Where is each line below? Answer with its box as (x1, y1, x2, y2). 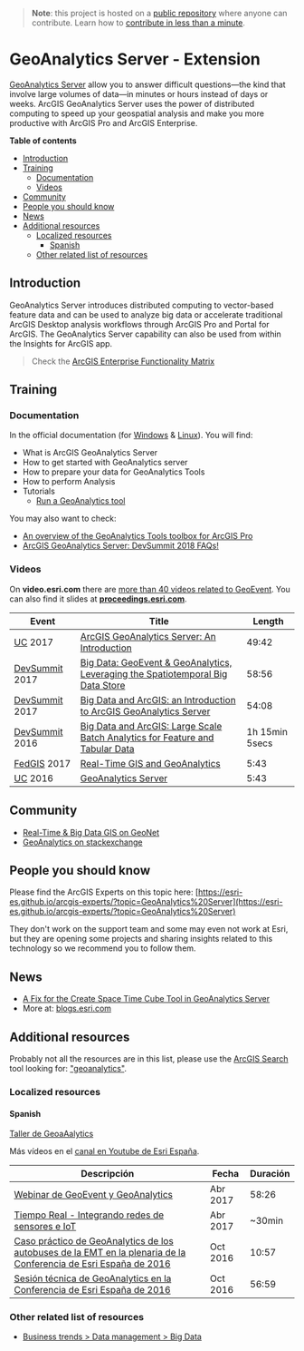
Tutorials (22, 485, 56, 497)
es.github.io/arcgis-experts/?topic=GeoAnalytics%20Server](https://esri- (9, 896, 283, 907)
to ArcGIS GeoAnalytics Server (80, 705, 211, 718)
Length (252, 614, 284, 627)
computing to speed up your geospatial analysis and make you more (9, 108, 265, 119)
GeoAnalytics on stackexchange (22, 837, 143, 847)
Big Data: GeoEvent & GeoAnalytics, (80, 656, 233, 669)
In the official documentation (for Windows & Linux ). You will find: (9, 430, 253, 441)
